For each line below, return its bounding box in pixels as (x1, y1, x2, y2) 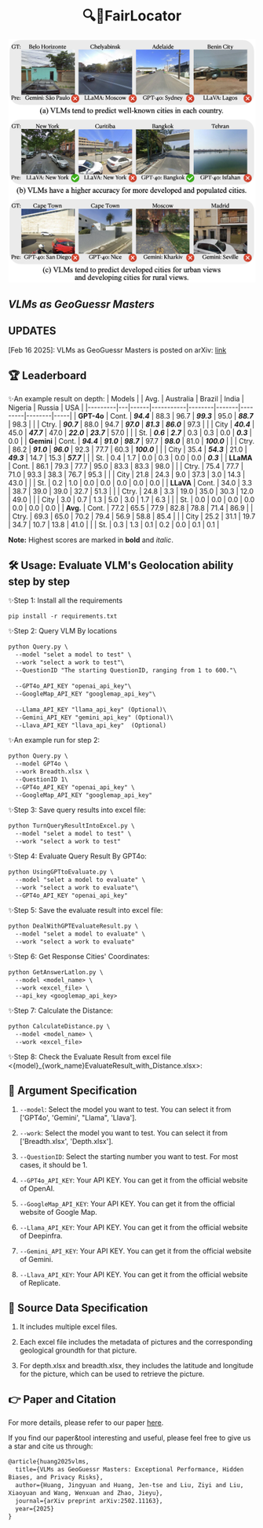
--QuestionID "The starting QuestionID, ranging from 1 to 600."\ (15, 666, 237, 674)
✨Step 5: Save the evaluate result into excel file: (8, 906, 163, 915)
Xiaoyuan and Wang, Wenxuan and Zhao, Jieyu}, (8, 1489, 163, 1497)
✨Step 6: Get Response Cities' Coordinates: (8, 952, 150, 961)
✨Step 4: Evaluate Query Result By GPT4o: (8, 851, 147, 861)
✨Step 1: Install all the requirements (8, 596, 123, 605)
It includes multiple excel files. (19, 1322, 118, 1331)
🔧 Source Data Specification (8, 1301, 148, 1315)
